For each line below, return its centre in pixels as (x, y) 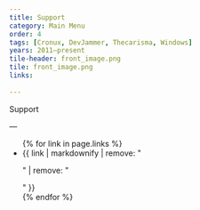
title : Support (37, 17)
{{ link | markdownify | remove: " (82, 153)
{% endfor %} (48, 197)
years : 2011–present (48, 51)
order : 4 (25, 34)
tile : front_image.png (51, 68)
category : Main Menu (48, 26)
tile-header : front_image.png (65, 59)
